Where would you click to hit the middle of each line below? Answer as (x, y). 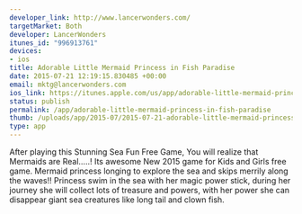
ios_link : (28, 93)
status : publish (40, 101)
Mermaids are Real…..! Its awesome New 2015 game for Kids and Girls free (148, 161)
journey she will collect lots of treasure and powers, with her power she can (150, 190)
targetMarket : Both (46, 26)
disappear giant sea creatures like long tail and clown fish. (117, 200)
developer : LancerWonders (58, 34)
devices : (26, 51)
